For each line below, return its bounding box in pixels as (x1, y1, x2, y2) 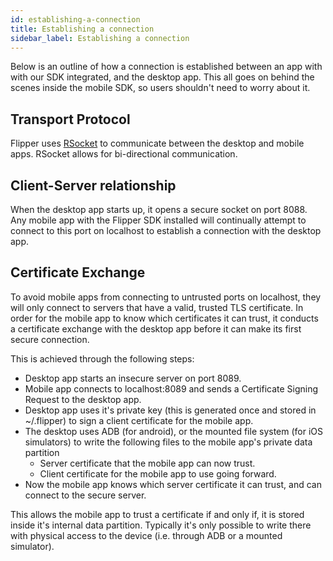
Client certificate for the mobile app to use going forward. (39, 467, 277, 480)
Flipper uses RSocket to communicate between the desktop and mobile (10, 137, 305, 150)
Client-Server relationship (10, 177, 177, 194)
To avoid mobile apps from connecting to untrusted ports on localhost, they (10, 291, 322, 303)
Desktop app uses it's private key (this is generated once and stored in (24, 404, 317, 416)
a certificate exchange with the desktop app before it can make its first (10, 322, 302, 335)
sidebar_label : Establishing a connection (10, 33, 190, 43)
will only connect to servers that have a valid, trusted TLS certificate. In (10, 301, 304, 313)
